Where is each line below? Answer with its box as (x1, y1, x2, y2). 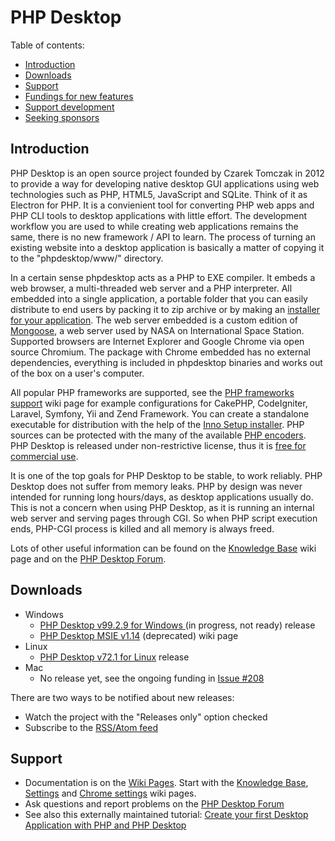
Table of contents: (10, 39, 85, 51)
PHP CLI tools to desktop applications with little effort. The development (10, 209, 308, 221)
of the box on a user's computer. (10, 367, 145, 379)
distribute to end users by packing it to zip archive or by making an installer (10, 303, 320, 315)
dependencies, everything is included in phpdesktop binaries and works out (10, 356, 323, 368)
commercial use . (10, 450, 79, 462)
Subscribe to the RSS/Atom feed (24, 721, 159, 733)
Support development (24, 101, 115, 113)
